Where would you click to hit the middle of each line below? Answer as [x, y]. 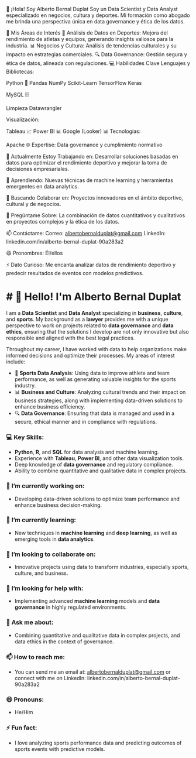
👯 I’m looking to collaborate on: [51, 554]
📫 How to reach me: [36, 657]
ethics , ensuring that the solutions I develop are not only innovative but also [97, 331]
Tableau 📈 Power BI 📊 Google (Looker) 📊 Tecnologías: [73, 131]
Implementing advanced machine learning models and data [87, 601]
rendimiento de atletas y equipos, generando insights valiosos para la [90, 39]
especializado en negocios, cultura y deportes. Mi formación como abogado [98, 15]
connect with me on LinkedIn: [50, 678]
